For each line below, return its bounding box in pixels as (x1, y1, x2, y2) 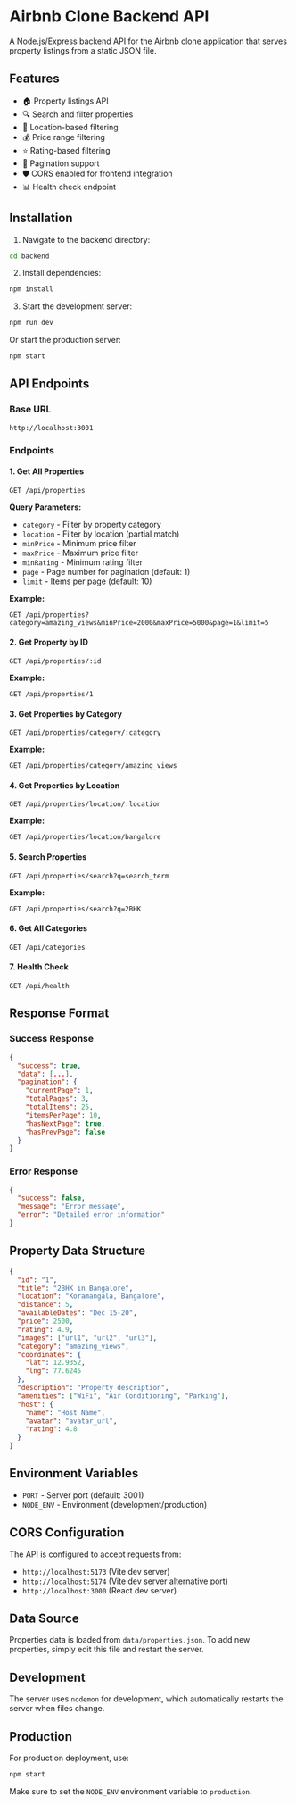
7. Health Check (9, 961, 69, 972)
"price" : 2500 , (17, 1317, 74, 1327)
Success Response (9, 1033, 94, 1045)
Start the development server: (21, 301, 133, 312)
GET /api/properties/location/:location (9, 800, 162, 809)
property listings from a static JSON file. (9, 45, 157, 55)
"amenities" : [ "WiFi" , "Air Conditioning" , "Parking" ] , (17, 1391, 229, 1401)
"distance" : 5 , (17, 1301, 74, 1310)
